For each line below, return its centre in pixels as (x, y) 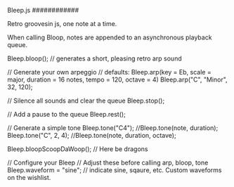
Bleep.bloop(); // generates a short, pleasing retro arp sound (95, 58)
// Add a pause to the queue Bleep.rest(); (67, 114)
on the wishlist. (29, 178)
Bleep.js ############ (43, 10)
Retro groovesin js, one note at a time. (62, 24)
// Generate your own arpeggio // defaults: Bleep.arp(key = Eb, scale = (110, 72)
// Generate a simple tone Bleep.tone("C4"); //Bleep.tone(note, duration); (113, 128)
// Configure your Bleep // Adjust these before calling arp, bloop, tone (108, 162)
